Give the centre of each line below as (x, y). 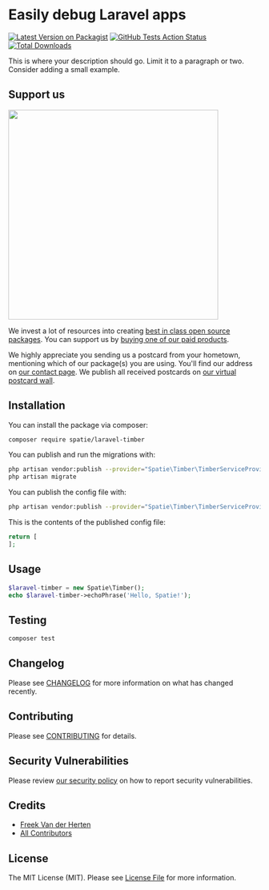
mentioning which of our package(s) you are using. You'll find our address (130, 363)
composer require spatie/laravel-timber (77, 439)
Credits (27, 805)
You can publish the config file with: (67, 492)
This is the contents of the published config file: (87, 522)
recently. (23, 691)
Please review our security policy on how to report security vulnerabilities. (130, 780)
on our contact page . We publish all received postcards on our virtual (122, 372)
